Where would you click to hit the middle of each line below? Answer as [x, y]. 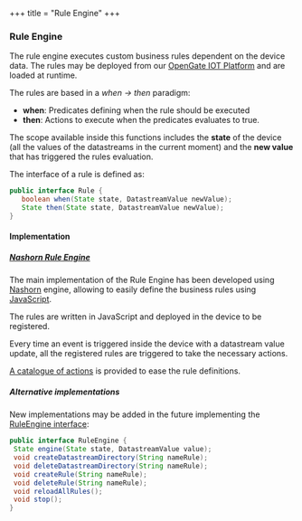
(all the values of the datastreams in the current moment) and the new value [151, 147]
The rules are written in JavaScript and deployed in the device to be [136, 317]
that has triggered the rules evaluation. [81, 156]
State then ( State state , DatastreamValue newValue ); [123, 208]
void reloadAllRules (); [58, 491]
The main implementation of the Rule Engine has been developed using [142, 280]
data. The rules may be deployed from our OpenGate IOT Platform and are [147, 66]
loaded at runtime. [43, 75]
